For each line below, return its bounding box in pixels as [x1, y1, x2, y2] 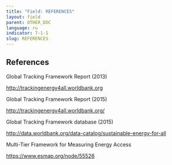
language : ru [6, 25, 38, 31]
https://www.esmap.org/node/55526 [6, 152, 95, 159]
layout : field [6, 14, 41, 20]
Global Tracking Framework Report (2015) [6, 95, 107, 102]
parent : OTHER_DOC [6, 19, 51, 25]
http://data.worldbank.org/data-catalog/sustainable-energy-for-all [6, 129, 166, 136]
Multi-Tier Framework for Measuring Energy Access [6, 141, 131, 148]
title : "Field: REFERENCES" [6, 8, 75, 15]
